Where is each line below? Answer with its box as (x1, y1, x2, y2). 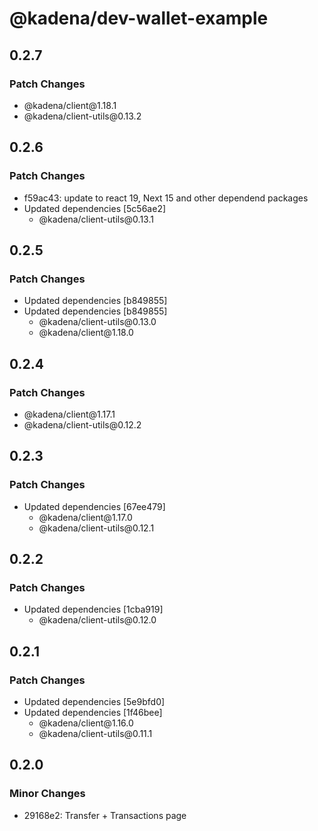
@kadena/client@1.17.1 (23, 408, 116, 420)
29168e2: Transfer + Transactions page (23, 809, 187, 821)
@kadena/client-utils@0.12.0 (38, 614, 157, 626)
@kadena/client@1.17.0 (38, 511, 133, 523)
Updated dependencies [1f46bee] (23, 707, 163, 718)
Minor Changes (9, 787, 86, 801)
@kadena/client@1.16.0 (38, 717, 134, 729)
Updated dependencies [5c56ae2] (23, 202, 167, 214)
